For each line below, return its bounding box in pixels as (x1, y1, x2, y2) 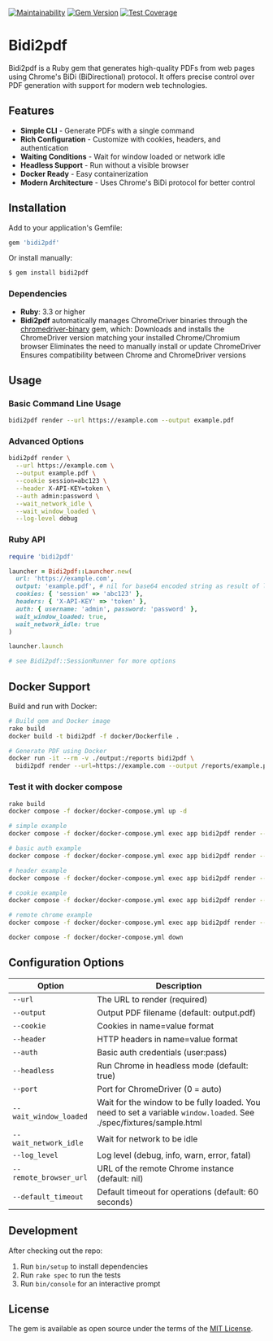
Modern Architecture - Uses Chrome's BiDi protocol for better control (19, 177, 256, 187)
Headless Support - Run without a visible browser (19, 160, 189, 170)
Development (8, 1224, 79, 1238)
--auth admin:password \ (15, 492, 100, 500)
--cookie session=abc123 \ (15, 477, 107, 485)
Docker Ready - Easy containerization (19, 169, 149, 178)
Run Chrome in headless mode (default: (97, 1059, 249, 1071)
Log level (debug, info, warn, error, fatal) (97, 1149, 252, 1160)
